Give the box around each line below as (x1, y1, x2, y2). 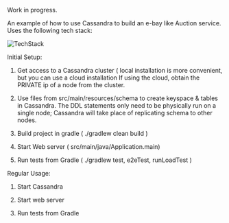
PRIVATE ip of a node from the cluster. (16, 81, 125, 89)
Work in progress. (7, 6, 58, 14)
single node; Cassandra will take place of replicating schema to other (16, 109, 213, 117)
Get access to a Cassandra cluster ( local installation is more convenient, (16, 67, 223, 74)
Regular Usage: (7, 169, 51, 177)
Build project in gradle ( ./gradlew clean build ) (16, 130, 149, 137)
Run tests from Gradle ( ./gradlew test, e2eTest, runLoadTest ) (16, 156, 192, 164)
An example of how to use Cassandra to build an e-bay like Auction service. (7, 19, 221, 27)
